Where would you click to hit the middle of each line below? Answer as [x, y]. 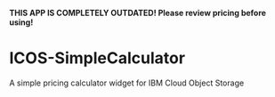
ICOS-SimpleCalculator [97, 58]
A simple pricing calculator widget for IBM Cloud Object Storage [127, 83]
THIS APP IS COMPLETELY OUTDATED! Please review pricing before [138, 13]
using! [21, 22]
